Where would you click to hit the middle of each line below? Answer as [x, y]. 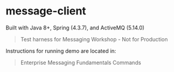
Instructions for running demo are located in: [61, 51]
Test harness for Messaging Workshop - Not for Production [94, 39]
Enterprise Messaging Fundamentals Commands [81, 62]
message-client [46, 11]
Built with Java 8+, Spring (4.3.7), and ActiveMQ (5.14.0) [75, 28]
